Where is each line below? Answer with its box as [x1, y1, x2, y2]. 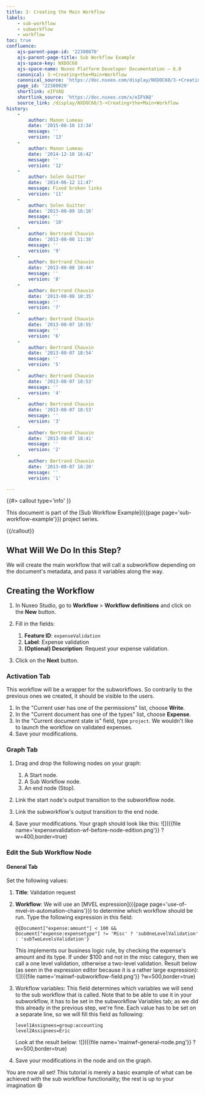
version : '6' [28, 333, 62, 339]
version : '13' [28, 134, 64, 141]
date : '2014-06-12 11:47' [28, 180, 95, 186]
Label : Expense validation [24, 638, 90, 646]
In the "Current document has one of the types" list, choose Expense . [15, 710, 191, 718]
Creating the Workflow [6, 585, 95, 596]
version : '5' [28, 361, 62, 367]
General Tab [6, 863, 38, 871]
